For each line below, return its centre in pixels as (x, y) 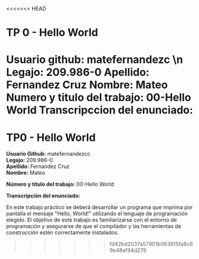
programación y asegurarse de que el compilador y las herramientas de (94, 226)
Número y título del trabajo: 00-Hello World (60, 184)
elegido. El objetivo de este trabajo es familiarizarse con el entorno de (91, 220)
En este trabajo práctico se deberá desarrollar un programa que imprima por (99, 207)
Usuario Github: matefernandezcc (48, 154)
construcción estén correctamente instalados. (62, 233)
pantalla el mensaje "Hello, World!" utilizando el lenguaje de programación (97, 214)
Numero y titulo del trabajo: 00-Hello (99, 98)
